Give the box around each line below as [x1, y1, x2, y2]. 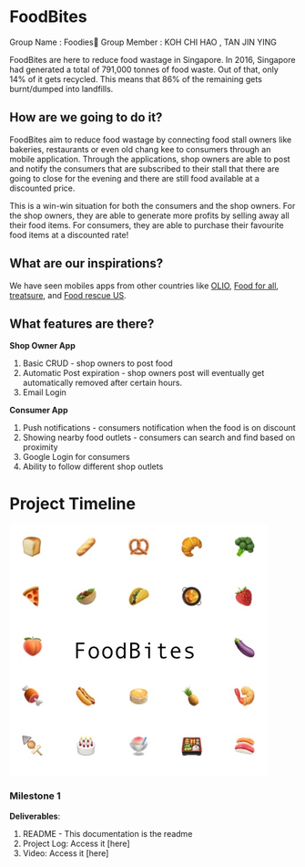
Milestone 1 [9, 789, 61, 802]
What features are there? [9, 316, 155, 331]
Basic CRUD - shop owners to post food [22, 358, 173, 369]
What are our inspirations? [9, 256, 164, 271]
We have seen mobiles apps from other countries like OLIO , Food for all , [9, 280, 280, 291]
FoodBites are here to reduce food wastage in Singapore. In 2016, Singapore [9, 54, 296, 65]
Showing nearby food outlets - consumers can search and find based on [22, 432, 296, 444]
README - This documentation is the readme [22, 828, 193, 839]
